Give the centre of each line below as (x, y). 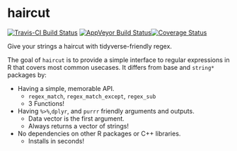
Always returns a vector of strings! (79, 126)
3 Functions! (46, 103)
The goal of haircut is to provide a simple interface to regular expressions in (118, 60)
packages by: (27, 75)
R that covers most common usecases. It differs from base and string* (111, 67)
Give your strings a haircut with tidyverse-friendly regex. (89, 46)
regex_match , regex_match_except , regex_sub (92, 96)
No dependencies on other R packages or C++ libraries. (99, 133)
